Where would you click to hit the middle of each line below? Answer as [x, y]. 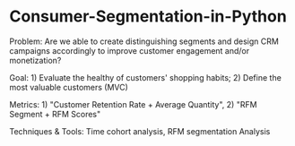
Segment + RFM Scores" [55, 114]
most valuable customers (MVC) [69, 87]
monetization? [35, 60]
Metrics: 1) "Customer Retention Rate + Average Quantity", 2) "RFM [133, 104]
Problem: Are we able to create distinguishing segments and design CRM [144, 41]
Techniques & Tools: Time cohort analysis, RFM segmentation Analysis [140, 131]
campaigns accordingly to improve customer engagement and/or [130, 50]
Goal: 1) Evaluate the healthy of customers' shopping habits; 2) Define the [146, 77]
